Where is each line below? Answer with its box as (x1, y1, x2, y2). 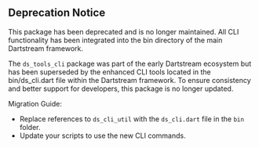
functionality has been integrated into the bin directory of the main (8, 35, 223, 45)
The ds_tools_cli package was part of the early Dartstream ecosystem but (8, 59, 252, 68)
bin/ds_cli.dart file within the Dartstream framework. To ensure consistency (8, 75, 251, 85)
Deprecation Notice (8, 6, 106, 20)
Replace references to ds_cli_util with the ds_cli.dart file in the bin (19, 114, 245, 124)
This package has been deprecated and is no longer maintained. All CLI (8, 27, 239, 36)
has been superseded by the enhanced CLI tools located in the (8, 67, 211, 77)
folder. (19, 122, 41, 132)
